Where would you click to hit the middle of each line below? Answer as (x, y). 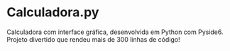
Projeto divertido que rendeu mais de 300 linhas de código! (93, 39)
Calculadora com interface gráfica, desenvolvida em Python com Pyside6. (115, 32)
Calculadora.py (53, 12)
